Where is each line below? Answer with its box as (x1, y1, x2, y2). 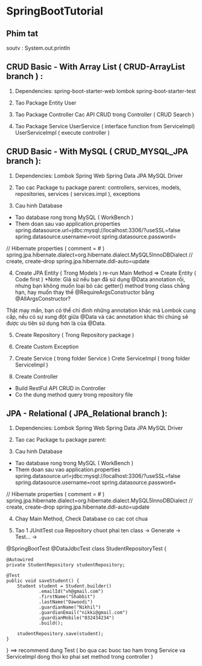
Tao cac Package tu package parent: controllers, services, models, (14, 183, 181, 191)
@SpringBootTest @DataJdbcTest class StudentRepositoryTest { (6, 545, 167, 552)
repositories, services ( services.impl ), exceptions (14, 190, 140, 197)
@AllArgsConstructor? (14, 295, 71, 302)
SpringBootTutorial (6, 4, 104, 18)
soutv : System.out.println (6, 44, 71, 51)
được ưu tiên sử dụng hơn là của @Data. (6, 319, 107, 327)
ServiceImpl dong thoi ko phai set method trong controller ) (6, 653, 154, 661)
